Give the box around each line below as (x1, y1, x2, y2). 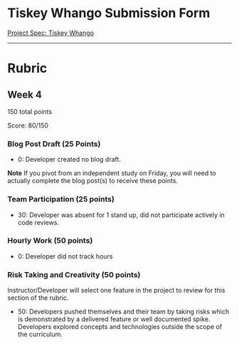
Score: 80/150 (7, 121, 48, 130)
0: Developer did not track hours (17, 251, 113, 261)
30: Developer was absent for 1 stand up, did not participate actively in (17, 210, 225, 219)
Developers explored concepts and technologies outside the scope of (17, 323, 223, 331)
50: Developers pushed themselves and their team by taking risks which (17, 308, 230, 316)
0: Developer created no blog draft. (17, 155, 121, 164)
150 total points (7, 107, 52, 115)
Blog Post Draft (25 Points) (7, 139, 101, 149)
